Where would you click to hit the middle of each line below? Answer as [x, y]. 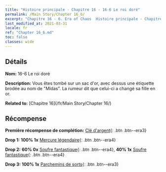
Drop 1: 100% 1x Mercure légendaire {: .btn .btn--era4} [61, 140]
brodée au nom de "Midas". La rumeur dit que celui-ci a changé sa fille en [80, 88]
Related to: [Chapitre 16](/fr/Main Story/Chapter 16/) [58, 103]
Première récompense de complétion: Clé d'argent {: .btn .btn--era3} [76, 131]
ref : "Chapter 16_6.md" [30, 33]
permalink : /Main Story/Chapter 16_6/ [45, 14]
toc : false [16, 37]
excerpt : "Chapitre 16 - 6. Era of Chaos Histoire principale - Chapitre [84, 19]
